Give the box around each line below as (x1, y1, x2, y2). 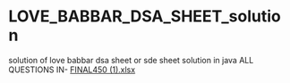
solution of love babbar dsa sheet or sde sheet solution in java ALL (8, 54, 254, 65)
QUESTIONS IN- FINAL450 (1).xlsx (8, 64, 136, 75)
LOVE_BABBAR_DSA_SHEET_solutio (8, 6, 281, 27)
